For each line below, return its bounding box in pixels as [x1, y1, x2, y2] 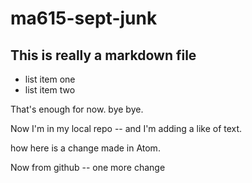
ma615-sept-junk [10, 7, 158, 30]
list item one [24, 73, 76, 85]
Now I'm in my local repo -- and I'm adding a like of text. [10, 123, 243, 134]
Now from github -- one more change [10, 162, 166, 173]
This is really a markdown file [10, 47, 197, 64]
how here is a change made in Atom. [10, 142, 161, 154]
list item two [24, 84, 76, 96]
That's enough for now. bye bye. [10, 103, 144, 115]
